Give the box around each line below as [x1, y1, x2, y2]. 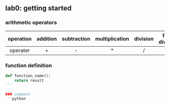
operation [8, 35, 32, 42]
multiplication [95, 35, 130, 42]
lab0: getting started [5, 4, 72, 13]
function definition [5, 62, 52, 69]
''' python [5, 96, 26, 101]
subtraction [61, 35, 91, 42]
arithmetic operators [5, 19, 57, 26]
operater [9, 47, 30, 54]
